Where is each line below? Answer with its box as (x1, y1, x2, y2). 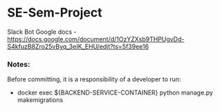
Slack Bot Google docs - (7, 28, 77, 36)
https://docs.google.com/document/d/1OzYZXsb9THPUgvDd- (7, 34, 185, 43)
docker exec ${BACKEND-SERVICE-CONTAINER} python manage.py (17, 88, 213, 97)
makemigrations (17, 96, 64, 104)
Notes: (7, 59, 30, 69)
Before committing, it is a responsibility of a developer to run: (7, 75, 181, 83)
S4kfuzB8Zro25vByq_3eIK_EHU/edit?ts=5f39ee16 (7, 42, 149, 50)
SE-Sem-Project (7, 5, 102, 21)
